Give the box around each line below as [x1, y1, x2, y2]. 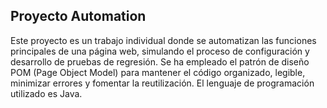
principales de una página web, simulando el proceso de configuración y [10, 45, 310, 57]
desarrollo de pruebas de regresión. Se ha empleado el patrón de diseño [10, 55, 310, 68]
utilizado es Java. [10, 87, 83, 99]
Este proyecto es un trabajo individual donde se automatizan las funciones [10, 34, 317, 46]
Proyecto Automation [10, 8, 147, 25]
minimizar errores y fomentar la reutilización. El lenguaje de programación [10, 77, 315, 89]
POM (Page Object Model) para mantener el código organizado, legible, [10, 66, 306, 78]
